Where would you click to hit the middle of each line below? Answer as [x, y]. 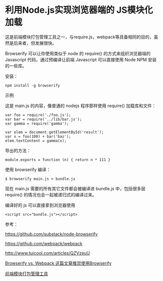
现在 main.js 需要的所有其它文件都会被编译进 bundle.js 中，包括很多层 [75, 188]
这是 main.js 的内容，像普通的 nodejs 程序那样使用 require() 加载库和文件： [81, 106]
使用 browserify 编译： [28, 169]
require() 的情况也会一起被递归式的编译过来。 [51, 195]
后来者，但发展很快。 [35, 43]
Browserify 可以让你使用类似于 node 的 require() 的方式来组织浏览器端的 [78, 53]
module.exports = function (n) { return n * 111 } [58, 160]
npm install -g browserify [33, 85]
